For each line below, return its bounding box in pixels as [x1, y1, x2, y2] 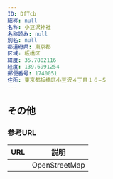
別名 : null [7, 37, 38, 44]
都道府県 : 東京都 [7, 43, 51, 50]
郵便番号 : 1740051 [7, 70, 58, 77]
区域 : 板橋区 [7, 50, 41, 58]
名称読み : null [7, 30, 48, 38]
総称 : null [7, 17, 38, 24]
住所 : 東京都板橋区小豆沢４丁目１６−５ [7, 76, 107, 84]
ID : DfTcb [7, 10, 37, 18]
